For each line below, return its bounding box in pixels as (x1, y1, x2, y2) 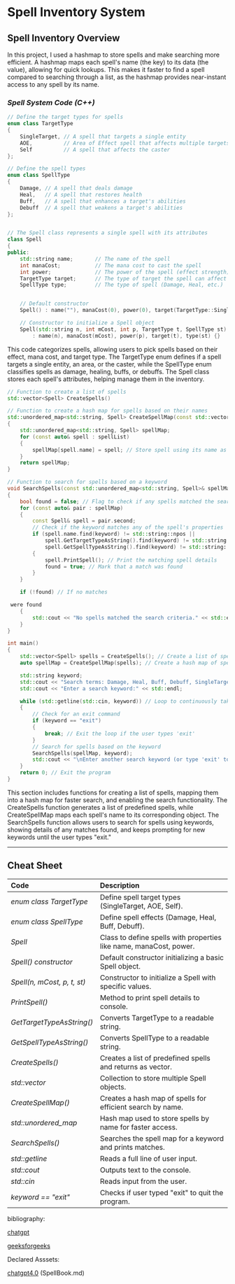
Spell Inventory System (7, 4, 145, 20)
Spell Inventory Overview (7, 32, 120, 44)
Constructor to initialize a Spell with (99, 973, 216, 983)
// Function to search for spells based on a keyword (7, 478, 168, 486)
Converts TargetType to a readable (99, 1013, 215, 1022)
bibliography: (7, 1214, 45, 1222)
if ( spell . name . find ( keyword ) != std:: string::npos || (32, 531, 196, 538)
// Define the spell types (7, 165, 86, 172)
